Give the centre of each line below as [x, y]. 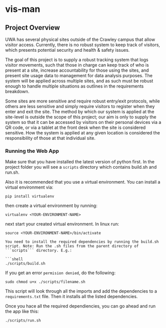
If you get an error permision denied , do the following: [60, 273]
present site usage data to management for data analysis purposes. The [79, 75]
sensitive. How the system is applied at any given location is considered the [83, 133]
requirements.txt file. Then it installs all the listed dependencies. [72, 297]
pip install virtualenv [30, 197]
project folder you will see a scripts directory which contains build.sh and [81, 167]
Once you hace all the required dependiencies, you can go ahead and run [80, 306]
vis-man [23, 9]
